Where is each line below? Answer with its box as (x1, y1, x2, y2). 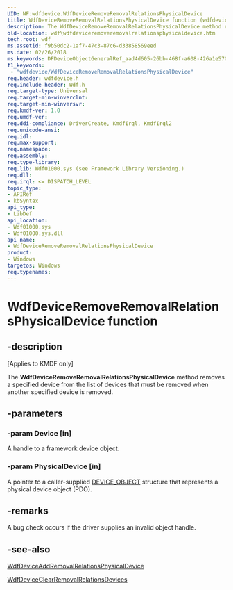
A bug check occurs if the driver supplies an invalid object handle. (7, 523, 196, 532)
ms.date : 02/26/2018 (7, 49, 67, 56)
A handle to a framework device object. (7, 444, 120, 452)
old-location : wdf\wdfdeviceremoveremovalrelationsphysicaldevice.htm (7, 29, 216, 37)
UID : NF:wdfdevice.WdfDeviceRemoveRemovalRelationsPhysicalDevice (7, 10, 203, 17)
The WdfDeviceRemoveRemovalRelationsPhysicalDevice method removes (7, 372, 225, 381)
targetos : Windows (7, 262, 60, 269)
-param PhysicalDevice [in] (7, 461, 101, 471)
